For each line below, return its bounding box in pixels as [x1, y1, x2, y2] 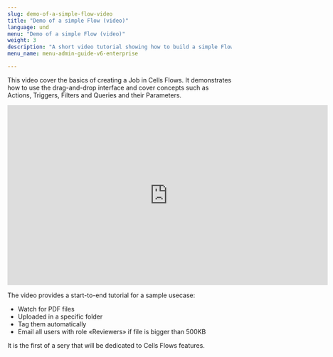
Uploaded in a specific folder [17, 312, 103, 321]
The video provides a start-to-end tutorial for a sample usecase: [7, 291, 196, 299]
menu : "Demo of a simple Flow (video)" [7, 30, 126, 38]
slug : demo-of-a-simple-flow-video [7, 10, 113, 18]
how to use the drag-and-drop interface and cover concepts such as [7, 83, 209, 92]
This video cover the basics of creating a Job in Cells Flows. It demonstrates [7, 75, 232, 84]
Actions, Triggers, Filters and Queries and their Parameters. [7, 90, 182, 100]
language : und [7, 23, 50, 31]
